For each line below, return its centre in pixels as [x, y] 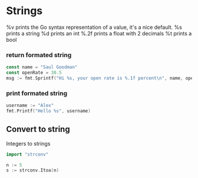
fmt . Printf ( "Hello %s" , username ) [49, 111]
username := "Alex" [30, 106]
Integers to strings [28, 143]
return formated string [39, 55]
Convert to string [38, 129]
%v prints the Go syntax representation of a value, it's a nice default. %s [94, 27]
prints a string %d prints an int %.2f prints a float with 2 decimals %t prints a [99, 33]
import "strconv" [27, 154]
